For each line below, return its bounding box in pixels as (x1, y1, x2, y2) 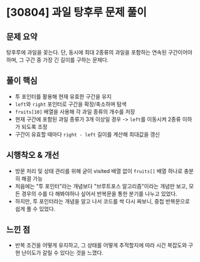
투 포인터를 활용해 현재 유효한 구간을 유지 (14, 93, 112, 100)
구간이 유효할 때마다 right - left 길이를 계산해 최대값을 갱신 (14, 131, 160, 138)
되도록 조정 (21, 123, 48, 130)
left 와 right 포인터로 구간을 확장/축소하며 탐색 (14, 100, 127, 108)
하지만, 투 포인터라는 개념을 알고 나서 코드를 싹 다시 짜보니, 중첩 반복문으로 (14, 197, 190, 205)
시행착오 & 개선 (6, 150, 59, 160)
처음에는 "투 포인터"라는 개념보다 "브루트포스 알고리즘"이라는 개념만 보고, (14, 182, 188, 189)
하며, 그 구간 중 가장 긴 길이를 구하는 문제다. (6, 56, 109, 64)
